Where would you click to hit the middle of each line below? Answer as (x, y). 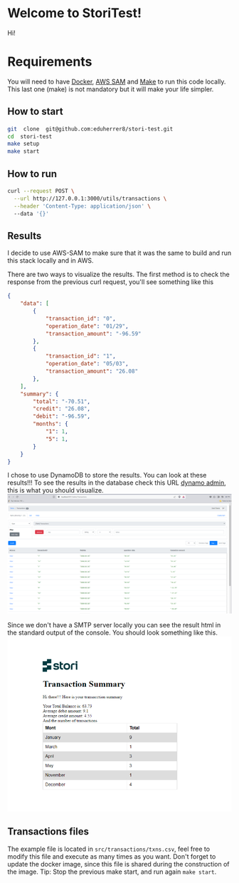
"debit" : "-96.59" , (62, 417)
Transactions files (48, 832)
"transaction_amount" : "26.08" (92, 372)
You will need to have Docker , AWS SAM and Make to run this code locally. (117, 81)
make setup (23, 144)
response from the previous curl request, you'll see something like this (111, 282)
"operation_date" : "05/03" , (87, 364)
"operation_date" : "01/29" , (87, 326)
